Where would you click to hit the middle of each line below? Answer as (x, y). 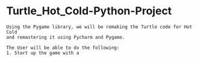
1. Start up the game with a (43, 53)
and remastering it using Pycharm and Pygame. (66, 37)
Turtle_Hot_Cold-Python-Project (89, 11)
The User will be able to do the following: (63, 48)
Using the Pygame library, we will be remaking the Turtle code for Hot (99, 27)
